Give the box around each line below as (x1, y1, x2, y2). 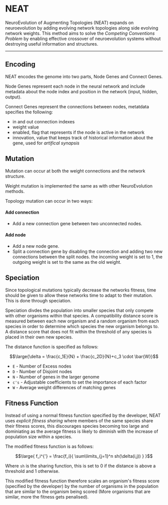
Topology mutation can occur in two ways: (5, 198, 93, 204)
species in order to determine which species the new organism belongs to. (5, 323, 159, 329)
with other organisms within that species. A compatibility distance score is (5, 312, 158, 318)
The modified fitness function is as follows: (5, 443, 94, 449)
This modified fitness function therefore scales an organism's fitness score (5, 477, 160, 484)
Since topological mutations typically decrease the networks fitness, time (5, 287, 156, 293)
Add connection (5, 209, 39, 216)
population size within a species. (5, 433, 72, 439)
